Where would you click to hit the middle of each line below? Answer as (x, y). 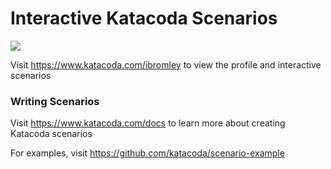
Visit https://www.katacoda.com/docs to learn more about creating (148, 123)
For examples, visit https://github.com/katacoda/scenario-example (147, 153)
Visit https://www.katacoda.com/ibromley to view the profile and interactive (166, 64)
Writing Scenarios (55, 101)
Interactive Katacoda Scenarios (144, 18)
